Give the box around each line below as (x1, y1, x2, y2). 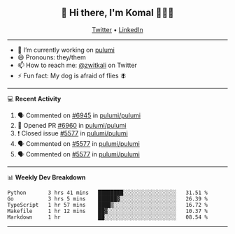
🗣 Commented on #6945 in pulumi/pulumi (17, 111, 141, 119)
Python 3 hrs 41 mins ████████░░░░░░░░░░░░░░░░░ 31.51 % (7, 189, 208, 196)
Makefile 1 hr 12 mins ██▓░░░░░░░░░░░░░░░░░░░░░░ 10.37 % (7, 207, 208, 214)
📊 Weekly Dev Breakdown (7, 173, 86, 182)
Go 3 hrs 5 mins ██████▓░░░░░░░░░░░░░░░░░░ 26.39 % (7, 195, 208, 203)
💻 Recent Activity (7, 94, 62, 103)
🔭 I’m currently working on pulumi (17, 45, 115, 54)
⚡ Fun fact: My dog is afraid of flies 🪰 (17, 71, 127, 80)
